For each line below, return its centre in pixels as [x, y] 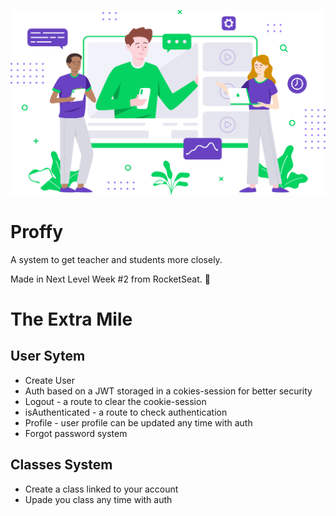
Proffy [37, 231]
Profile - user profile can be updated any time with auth [138, 422]
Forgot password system [76, 433]
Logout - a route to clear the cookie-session [115, 401]
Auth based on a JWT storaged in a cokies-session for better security [168, 391]
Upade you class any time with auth [98, 499]
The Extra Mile [71, 319]
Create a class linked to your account [101, 489]
